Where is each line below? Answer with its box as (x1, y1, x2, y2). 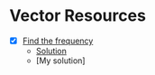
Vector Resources (9, 5, 147, 26)
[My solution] (35, 55, 86, 66)
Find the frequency (22, 35, 94, 46)
